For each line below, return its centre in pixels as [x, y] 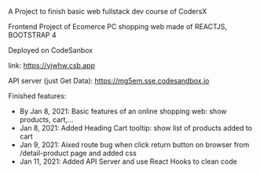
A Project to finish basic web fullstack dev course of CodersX [108, 11]
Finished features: [37, 96]
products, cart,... [46, 120]
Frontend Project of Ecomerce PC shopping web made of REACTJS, [118, 26]
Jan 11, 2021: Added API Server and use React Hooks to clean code [128, 161]
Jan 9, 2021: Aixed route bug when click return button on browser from [134, 144]
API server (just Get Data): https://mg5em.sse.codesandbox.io [109, 81]
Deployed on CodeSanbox [50, 50]
